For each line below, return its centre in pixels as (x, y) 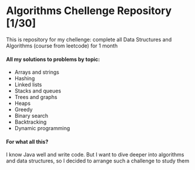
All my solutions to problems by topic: (53, 59)
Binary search (31, 116)
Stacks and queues (38, 91)
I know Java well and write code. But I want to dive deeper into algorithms (95, 155)
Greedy (24, 110)
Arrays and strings (37, 72)
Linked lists (28, 85)
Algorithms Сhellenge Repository (89, 11)
